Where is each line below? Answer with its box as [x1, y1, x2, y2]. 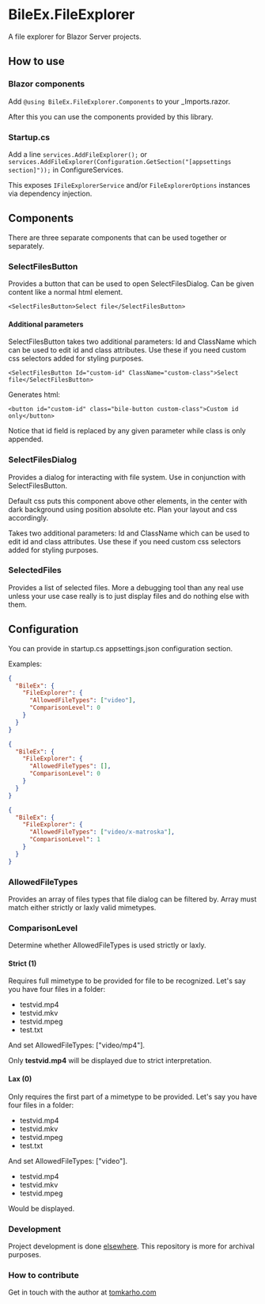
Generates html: [8, 390, 61, 399]
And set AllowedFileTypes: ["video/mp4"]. [8, 1040, 145, 1050]
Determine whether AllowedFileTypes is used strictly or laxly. [8, 940, 207, 950]
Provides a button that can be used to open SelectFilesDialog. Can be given [8, 279, 255, 288]
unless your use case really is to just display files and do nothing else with [8, 591, 249, 601]
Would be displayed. [8, 1203, 75, 1213]
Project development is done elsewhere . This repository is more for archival [8, 1241, 255, 1251]
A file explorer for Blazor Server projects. [8, 32, 142, 41]
